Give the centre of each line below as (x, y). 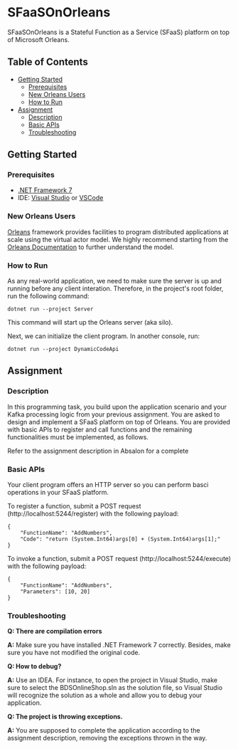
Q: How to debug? (34, 666)
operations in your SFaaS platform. (58, 493)
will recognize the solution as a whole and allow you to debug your (105, 696)
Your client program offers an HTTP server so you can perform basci (108, 485)
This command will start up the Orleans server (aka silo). (90, 323)
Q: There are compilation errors (55, 632)
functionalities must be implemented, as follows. (78, 437)
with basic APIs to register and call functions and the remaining (100, 429)
